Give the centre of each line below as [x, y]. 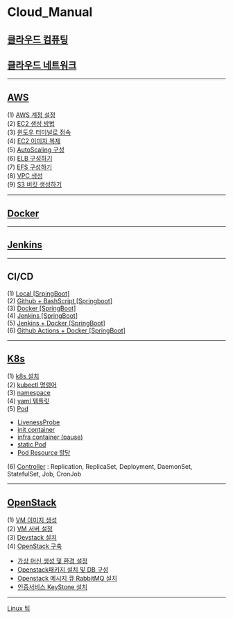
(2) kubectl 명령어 [32, 385]
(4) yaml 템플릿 [28, 401]
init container [36, 430]
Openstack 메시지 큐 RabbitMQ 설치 [67, 579]
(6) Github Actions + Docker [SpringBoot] [67, 330]
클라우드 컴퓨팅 [38, 39]
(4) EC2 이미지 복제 [34, 141]
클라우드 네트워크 [42, 65]
